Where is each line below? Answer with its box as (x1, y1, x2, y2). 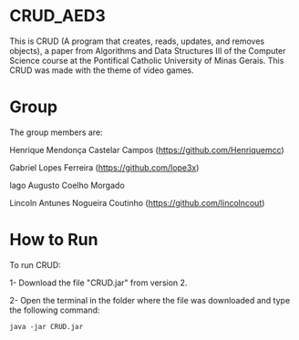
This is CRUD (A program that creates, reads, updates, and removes (9, 36, 265, 46)
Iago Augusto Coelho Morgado (9, 180, 125, 191)
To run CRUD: (9, 259, 61, 270)
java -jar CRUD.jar (9, 322, 84, 331)
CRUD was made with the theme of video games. (9, 65, 194, 76)
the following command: (9, 304, 100, 315)
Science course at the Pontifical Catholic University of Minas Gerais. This (9, 55, 284, 66)
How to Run (9, 230, 98, 251)
